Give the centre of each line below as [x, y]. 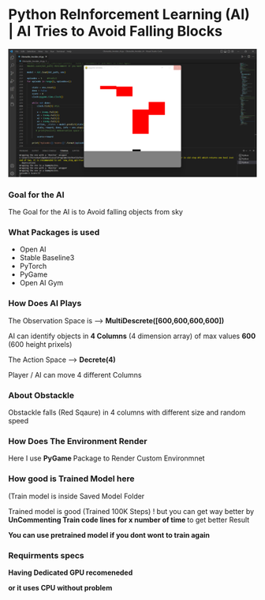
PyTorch [33, 266]
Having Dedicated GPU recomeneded [71, 572]
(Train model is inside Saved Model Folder [77, 496]
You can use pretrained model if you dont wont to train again [109, 535]
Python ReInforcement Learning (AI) [129, 15]
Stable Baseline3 [47, 258]
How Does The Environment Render [78, 441]
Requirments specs [46, 555]
